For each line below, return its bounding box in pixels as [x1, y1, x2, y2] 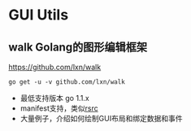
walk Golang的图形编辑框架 [8, 40, 148, 54]
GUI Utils [8, 6, 69, 24]
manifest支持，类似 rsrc [20, 103, 99, 113]
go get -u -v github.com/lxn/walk [8, 78, 126, 86]
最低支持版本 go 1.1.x [20, 94, 89, 103]
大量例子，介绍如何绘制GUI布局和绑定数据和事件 [20, 114, 183, 123]
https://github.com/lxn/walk [8, 63, 102, 72]
